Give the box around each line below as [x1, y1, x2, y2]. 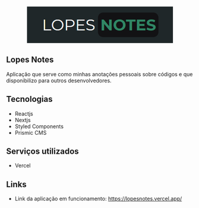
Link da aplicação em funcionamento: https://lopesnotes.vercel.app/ [14, 195, 182, 203]
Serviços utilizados [6, 147, 79, 157]
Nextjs [14, 116, 31, 123]
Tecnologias [6, 94, 53, 104]
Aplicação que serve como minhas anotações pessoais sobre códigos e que [6, 70, 193, 77]
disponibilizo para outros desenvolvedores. [6, 77, 112, 84]
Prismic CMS [14, 129, 47, 136]
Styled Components [14, 123, 64, 130]
